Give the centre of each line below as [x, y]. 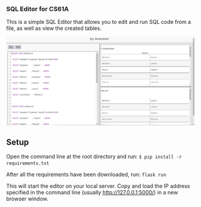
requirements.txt [28, 163]
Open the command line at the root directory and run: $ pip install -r [94, 157]
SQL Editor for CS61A [38, 9]
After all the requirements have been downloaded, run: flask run [86, 175]
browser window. [28, 199]
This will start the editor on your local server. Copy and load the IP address [98, 186]
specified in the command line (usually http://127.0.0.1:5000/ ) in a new [92, 193]
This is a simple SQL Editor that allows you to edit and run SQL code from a [99, 22]
